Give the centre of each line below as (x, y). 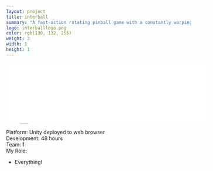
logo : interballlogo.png (36, 28)
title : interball (27, 17)
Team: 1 (16, 144)
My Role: (17, 151)
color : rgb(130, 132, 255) (39, 33)
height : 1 (18, 50)
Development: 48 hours (35, 138)
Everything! (28, 162)
